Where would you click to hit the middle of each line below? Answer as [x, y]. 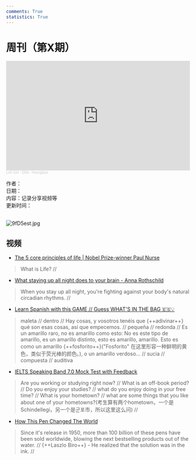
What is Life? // [38, 269]
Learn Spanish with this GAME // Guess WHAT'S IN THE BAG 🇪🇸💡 [94, 309]
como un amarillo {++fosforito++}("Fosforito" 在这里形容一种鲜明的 [101, 347]
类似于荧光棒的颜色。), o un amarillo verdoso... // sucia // [98, 354]
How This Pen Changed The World [56, 421]
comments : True [24, 11]
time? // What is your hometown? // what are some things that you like [104, 396]
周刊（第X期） [41, 48]
